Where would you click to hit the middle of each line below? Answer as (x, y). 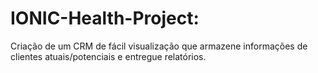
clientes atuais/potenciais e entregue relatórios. (108, 56)
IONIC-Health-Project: (105, 18)
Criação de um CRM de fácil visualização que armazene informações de (159, 46)
